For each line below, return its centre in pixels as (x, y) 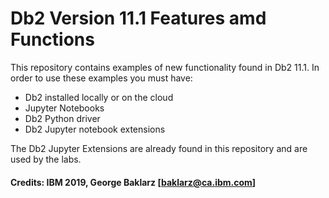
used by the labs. (46, 159)
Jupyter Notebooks (64, 108)
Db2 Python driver (62, 118)
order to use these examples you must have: (101, 78)
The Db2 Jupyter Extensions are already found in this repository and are (159, 148)
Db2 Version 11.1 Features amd (138, 18)
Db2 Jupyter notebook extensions (95, 129)
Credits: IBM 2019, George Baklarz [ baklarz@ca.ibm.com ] (133, 182)
